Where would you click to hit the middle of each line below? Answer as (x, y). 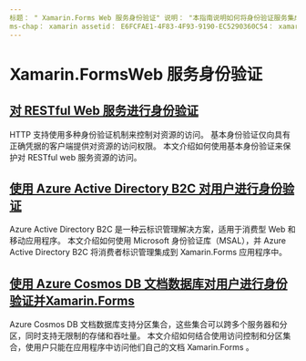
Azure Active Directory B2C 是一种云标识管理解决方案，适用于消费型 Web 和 (153, 230)
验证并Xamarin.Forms (72, 300)
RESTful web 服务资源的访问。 (84, 157)
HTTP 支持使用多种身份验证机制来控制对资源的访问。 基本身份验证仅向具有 (150, 134)
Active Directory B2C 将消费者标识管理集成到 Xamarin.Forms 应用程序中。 (148, 253)
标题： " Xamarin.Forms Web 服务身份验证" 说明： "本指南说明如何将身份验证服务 (149, 18)
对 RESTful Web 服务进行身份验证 (104, 111)
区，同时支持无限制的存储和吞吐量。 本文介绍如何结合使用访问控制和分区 (146, 336)
